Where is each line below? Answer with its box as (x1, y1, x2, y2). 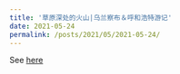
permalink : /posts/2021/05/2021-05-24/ (9, 30, 161, 39)
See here (9, 55, 44, 66)
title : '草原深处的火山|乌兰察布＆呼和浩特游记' (9, 13, 173, 23)
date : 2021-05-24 (9, 22, 75, 31)
